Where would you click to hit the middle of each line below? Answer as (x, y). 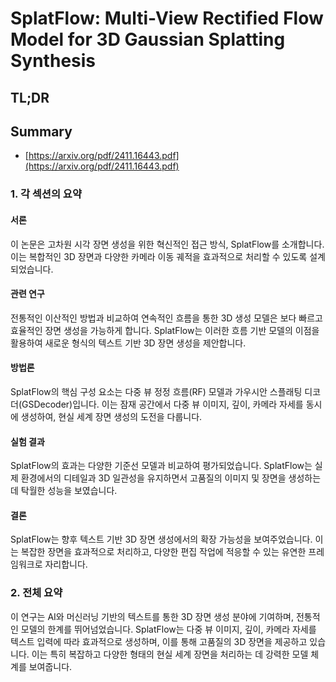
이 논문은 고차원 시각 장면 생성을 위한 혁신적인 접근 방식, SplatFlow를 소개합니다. (167, 244)
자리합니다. (66, 564)
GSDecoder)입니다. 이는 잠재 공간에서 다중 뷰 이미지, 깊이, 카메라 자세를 (162, 404)
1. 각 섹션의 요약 (46, 194)
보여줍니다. (50, 666)
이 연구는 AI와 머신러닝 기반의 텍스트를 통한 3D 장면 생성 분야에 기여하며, (152, 616)
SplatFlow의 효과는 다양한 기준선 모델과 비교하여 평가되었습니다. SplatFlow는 (161, 466)
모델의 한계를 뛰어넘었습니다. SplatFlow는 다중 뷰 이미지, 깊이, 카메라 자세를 (168, 629)
